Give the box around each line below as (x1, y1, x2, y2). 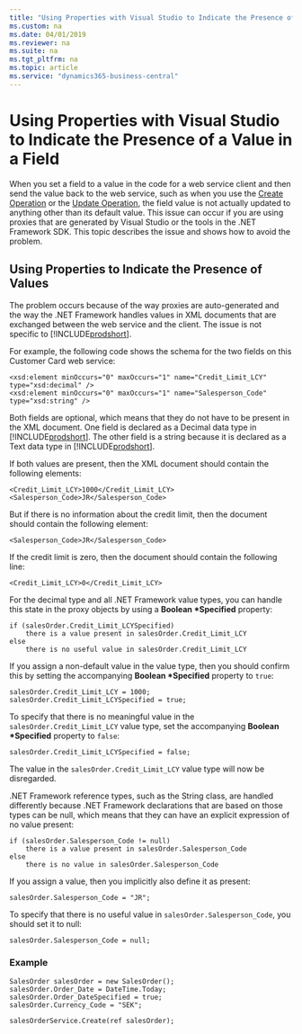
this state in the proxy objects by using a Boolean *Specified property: (9, 603, 272, 614)
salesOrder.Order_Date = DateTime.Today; (9, 985, 167, 994)
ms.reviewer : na (9, 38, 70, 48)
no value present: (9, 819, 75, 830)
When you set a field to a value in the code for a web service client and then (9, 178, 291, 189)
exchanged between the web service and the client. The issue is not (9, 318, 262, 329)
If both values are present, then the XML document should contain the (9, 458, 270, 468)
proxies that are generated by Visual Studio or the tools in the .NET (9, 217, 257, 227)
